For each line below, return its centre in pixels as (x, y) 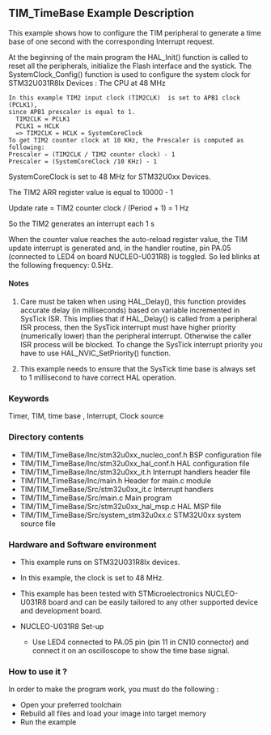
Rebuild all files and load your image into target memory (113, 714)
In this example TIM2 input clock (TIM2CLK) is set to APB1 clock (125, 98)
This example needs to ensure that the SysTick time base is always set (138, 369)
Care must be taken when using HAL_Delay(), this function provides (133, 302)
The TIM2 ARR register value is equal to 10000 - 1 (91, 192)
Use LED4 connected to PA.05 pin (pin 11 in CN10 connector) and (140, 642)
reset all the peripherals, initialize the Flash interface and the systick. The (130, 66)
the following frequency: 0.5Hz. (61, 265)
